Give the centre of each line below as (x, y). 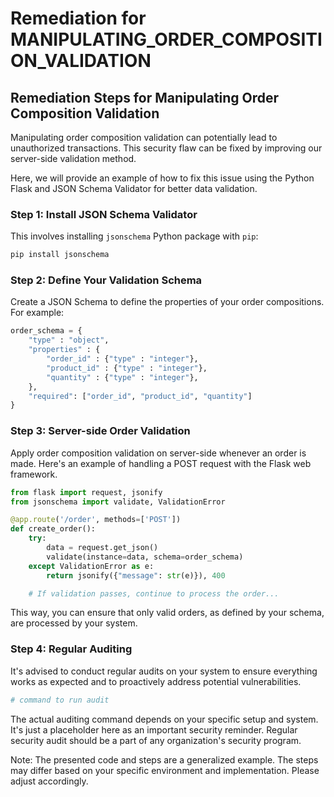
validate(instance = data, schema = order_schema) (145, 557)
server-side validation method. (73, 158)
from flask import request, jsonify (86, 492)
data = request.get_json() (102, 548)
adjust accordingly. (49, 781)
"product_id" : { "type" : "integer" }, (127, 368)
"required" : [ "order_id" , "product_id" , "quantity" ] (140, 396)
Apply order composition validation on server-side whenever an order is (158, 453)
